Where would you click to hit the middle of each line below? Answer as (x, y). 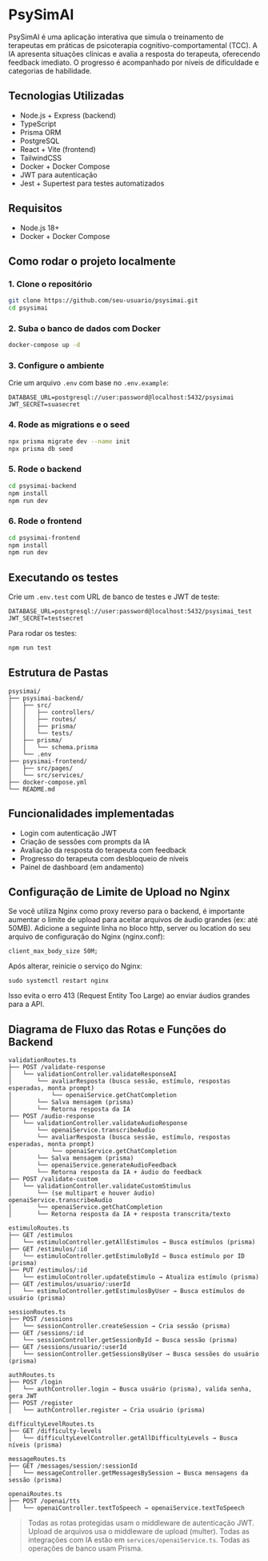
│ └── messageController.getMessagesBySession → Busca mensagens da (128, 1473)
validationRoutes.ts (43, 1060)
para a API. (26, 1004)
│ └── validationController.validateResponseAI (93, 1074)
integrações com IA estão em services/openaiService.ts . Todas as (139, 1540)
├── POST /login (35, 1382)
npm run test (30, 648)
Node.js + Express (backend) (68, 115)
